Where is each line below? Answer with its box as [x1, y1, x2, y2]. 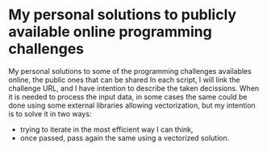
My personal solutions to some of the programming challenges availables [8, 66, 252, 75]
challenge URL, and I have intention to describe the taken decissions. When [8, 83, 260, 93]
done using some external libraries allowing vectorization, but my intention [8, 100, 256, 110]
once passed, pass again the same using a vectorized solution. [19, 133, 230, 142]
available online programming [8, 22, 212, 41]
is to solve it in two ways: [8, 108, 92, 118]
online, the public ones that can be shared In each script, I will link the [8, 75, 240, 84]
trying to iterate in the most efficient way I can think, [19, 124, 194, 134]
